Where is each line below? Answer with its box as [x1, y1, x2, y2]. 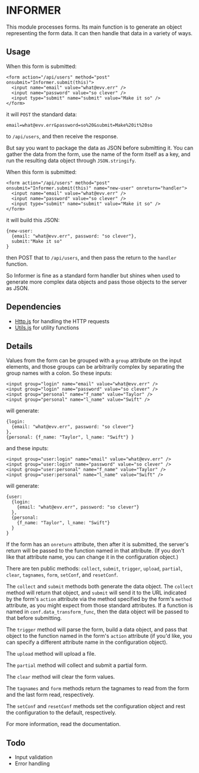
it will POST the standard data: [6, 111, 77, 118]
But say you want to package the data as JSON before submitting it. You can [6, 144, 194, 151]
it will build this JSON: [6, 216, 60, 223]
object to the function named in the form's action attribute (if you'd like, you [6, 632, 192, 640]
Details [6, 341, 33, 351]
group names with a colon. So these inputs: [6, 370, 112, 377]
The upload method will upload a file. [6, 650, 96, 657]
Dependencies [6, 302, 61, 312]
